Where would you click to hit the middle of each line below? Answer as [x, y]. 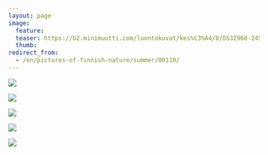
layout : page [30, 16]
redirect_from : [33, 53]
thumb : [26, 46]
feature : [30, 30]
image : [19, 23]
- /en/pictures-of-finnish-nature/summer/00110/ [98, 61]
